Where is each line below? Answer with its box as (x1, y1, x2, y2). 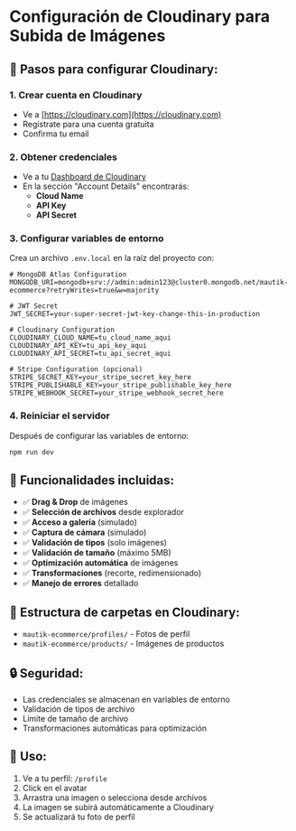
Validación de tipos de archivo (22, 704, 135, 714)
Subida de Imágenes (9, 25, 166, 46)
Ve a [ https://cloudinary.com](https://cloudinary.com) (22, 108, 222, 119)
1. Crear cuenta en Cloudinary (9, 89, 143, 101)
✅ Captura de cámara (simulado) (22, 527, 147, 538)
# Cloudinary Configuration (9, 325, 116, 335)
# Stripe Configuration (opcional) (9, 365, 143, 374)
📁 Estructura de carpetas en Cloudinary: (9, 604, 241, 620)
